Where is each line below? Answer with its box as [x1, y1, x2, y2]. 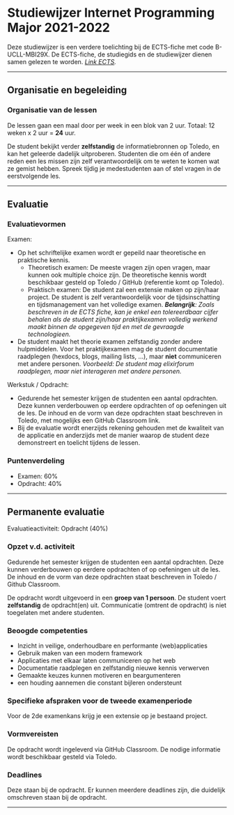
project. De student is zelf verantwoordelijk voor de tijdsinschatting [27, 293, 221, 301]
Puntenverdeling [7, 456, 65, 466]
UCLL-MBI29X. [7, 50, 50, 59]
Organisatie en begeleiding [7, 84, 127, 96]
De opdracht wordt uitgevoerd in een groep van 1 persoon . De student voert [7, 593, 226, 602]
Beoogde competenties [7, 625, 88, 635]
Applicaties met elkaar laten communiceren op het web [17, 657, 176, 665]
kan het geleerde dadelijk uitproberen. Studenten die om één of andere [7, 149, 211, 158]
